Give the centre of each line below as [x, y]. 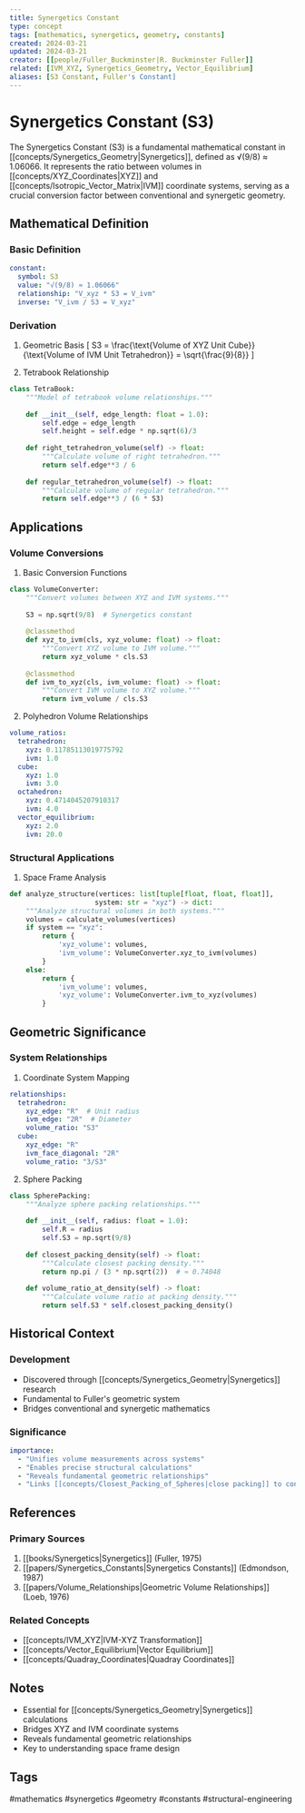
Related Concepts [50, 1620]
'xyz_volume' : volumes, [103, 945]
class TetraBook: [42, 389]
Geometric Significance [78, 1032]
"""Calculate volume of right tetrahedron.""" [132, 457]
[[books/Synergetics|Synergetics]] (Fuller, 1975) [112, 1559]
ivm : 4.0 [42, 809]
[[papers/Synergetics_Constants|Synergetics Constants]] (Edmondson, [155, 1568]
